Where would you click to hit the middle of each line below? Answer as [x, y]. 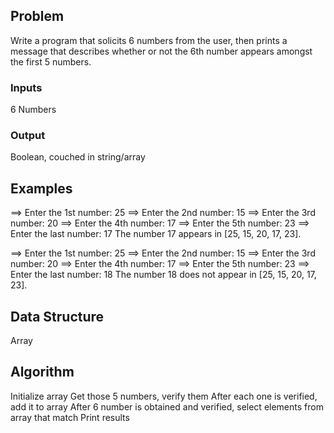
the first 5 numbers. [51, 61]
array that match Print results [70, 417]
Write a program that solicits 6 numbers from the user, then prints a [149, 40]
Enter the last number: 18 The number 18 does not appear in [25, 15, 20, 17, [163, 275]
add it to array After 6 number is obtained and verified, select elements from [167, 406]
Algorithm [42, 372]
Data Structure [57, 316]
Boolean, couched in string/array [78, 157]
